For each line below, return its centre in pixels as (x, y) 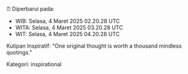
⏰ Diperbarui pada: (31, 9)
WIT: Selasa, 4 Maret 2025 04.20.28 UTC (67, 34)
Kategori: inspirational (34, 64)
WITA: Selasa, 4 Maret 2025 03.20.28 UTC (69, 28)
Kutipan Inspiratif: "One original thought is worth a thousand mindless (94, 46)
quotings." (19, 52)
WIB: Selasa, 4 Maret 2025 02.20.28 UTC (68, 21)
